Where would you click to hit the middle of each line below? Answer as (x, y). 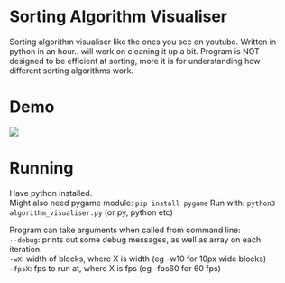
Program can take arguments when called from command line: (125, 230)
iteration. (26, 249)
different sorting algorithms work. (71, 71)
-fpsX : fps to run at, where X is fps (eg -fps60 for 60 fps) (115, 268)
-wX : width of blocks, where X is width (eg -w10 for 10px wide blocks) (138, 259)
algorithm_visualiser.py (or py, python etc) (92, 212)
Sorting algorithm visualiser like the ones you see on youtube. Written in (143, 42)
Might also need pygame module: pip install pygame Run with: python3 (142, 203)
